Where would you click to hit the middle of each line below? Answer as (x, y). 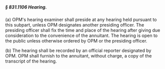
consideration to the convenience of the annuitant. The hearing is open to (81, 35)
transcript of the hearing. (31, 61)
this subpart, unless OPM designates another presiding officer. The (75, 24)
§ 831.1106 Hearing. (26, 7)
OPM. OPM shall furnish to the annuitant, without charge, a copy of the (78, 55)
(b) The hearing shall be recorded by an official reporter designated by (78, 50)
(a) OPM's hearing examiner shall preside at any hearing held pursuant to (81, 19)
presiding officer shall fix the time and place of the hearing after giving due (83, 30)
